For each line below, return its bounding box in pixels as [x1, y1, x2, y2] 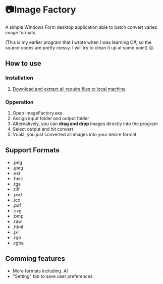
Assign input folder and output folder [12, 115, 89, 121]
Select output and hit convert [12, 126, 73, 132]
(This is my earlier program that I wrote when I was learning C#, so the [5, 39, 152, 45]
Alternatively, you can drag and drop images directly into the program [12, 121, 158, 127]
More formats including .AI [12, 268, 68, 274]
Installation [5, 74, 34, 81]
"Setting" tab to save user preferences [12, 273, 93, 279]
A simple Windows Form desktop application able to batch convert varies [5, 24, 157, 30]
